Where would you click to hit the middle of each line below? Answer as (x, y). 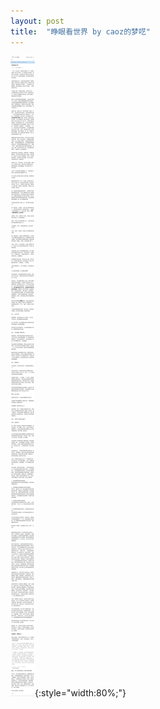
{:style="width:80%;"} (80, 692)
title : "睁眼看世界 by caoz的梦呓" (81, 31)
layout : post (37, 21)
